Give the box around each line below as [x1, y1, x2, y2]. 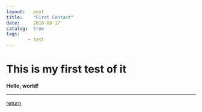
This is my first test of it [6, 62, 127, 76]
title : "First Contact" [6, 14, 74, 20]
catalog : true [6, 25, 44, 32]
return [6, 99, 22, 107]
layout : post [6, 8, 44, 15]
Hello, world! [6, 82, 39, 89]
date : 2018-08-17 [6, 20, 61, 26]
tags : [6, 31, 20, 37]
